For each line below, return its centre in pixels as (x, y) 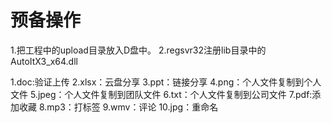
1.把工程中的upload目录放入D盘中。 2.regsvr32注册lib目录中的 (138, 50)
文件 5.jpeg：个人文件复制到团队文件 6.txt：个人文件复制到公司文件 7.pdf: (161, 94)
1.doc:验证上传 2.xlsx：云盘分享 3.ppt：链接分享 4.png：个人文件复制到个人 (166, 82)
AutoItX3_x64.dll (44, 61)
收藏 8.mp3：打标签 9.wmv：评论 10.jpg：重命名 (118, 107)
